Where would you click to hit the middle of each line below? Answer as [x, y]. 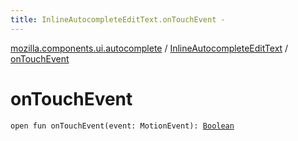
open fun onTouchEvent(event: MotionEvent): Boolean [122, 126]
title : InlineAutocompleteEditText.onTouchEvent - [118, 19]
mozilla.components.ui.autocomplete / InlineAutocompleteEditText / [149, 48]
